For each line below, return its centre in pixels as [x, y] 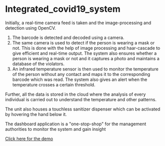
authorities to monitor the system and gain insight [56, 129]
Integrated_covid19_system [63, 9]
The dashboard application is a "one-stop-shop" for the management [76, 124]
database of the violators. [38, 64]
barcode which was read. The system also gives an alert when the [80, 79]
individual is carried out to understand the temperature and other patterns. [81, 99]
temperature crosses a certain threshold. [54, 84]
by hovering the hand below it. [36, 114]
